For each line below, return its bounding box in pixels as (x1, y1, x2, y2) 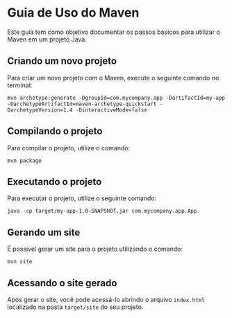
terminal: (7, 81, 33, 89)
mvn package (7, 157, 42, 164)
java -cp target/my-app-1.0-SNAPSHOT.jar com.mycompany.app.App (7, 208, 197, 215)
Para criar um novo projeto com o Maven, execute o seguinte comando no (7, 73, 219, 82)
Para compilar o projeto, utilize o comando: (7, 143, 131, 152)
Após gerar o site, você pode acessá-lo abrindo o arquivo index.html (7, 296, 205, 303)
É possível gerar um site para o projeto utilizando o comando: (7, 245, 183, 254)
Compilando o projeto (7, 125, 103, 137)
